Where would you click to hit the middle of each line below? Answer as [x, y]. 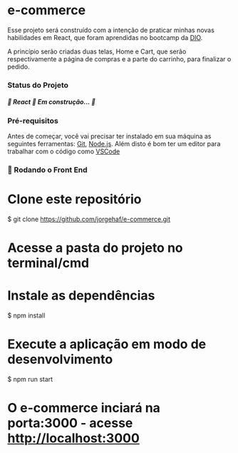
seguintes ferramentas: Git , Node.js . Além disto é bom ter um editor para [114, 144]
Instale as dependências [81, 296]
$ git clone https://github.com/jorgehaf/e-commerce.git [89, 219]
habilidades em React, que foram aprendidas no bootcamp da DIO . [105, 37]
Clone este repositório [74, 199]
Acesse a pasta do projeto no [95, 248]
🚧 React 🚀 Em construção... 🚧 [52, 102]
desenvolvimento [60, 360]
